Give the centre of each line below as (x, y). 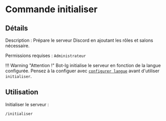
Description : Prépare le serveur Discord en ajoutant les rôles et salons (79, 40)
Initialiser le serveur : (27, 104)
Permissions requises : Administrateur (46, 55)
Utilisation (22, 92)
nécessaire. (17, 46)
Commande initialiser (51, 9)
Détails (17, 28)
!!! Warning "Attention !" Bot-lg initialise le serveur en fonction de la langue (83, 65)
